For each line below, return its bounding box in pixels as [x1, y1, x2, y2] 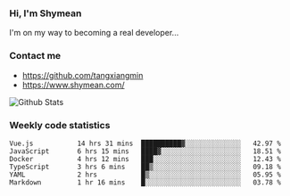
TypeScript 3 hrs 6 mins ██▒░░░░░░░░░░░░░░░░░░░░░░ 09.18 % [9, 162, 281, 171]
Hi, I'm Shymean [9, 7, 82, 20]
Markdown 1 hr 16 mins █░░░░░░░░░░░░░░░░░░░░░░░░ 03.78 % [9, 177, 281, 187]
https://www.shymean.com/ [21, 79, 125, 90]
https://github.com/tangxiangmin [21, 69, 144, 80]
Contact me [9, 50, 62, 62]
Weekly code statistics [9, 118, 111, 131]
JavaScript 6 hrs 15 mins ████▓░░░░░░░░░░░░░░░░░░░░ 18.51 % [9, 146, 281, 156]
